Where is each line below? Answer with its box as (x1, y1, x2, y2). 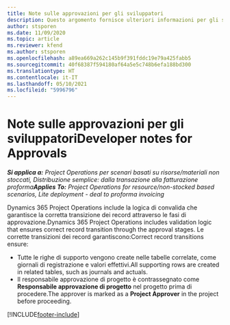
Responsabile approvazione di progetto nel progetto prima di (16, 282, 192, 291)
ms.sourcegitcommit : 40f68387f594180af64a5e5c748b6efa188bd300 (7, 61, 192, 68)
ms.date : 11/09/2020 (7, 29, 66, 36)
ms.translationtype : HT (7, 67, 75, 74)
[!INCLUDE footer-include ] (7, 311, 80, 319)
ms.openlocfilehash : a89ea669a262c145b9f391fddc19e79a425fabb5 (7, 55, 192, 62)
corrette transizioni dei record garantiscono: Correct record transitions (7, 233, 204, 241)
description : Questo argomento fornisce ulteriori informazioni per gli (7, 16, 219, 23)
